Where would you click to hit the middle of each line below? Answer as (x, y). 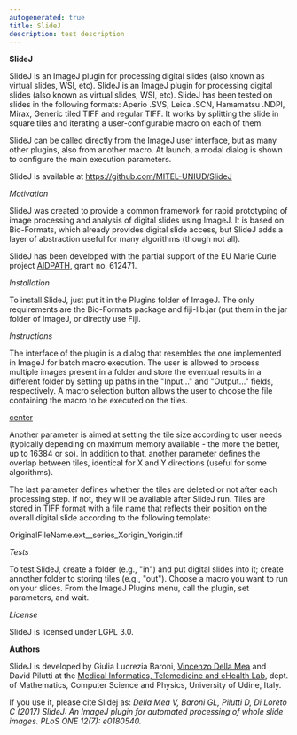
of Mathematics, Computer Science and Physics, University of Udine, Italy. (145, 685)
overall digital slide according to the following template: (110, 518)
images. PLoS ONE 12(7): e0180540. (75, 721)
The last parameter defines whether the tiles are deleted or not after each (143, 489)
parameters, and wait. (49, 598)
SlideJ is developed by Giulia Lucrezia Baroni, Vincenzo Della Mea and (138, 667)
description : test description (67, 34)
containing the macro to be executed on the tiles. (99, 401)
